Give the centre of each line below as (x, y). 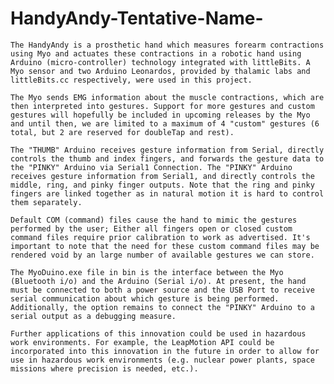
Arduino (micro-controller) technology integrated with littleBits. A (160, 62)
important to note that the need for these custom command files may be (165, 246)
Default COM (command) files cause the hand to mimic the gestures (154, 220)
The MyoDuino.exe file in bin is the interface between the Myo (147, 272)
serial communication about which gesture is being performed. (145, 298)
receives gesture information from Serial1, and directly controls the (162, 176)
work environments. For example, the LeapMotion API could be (142, 342)
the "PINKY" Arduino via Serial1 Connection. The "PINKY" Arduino (151, 167)
